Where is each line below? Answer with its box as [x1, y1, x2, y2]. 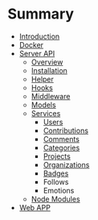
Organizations [43, 160, 90, 169]
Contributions [43, 126, 89, 135]
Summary [7, 5, 74, 23]
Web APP [18, 202, 51, 212]
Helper [31, 74, 54, 84]
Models [31, 100, 57, 110]
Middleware [31, 91, 71, 101]
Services [31, 108, 61, 118]
